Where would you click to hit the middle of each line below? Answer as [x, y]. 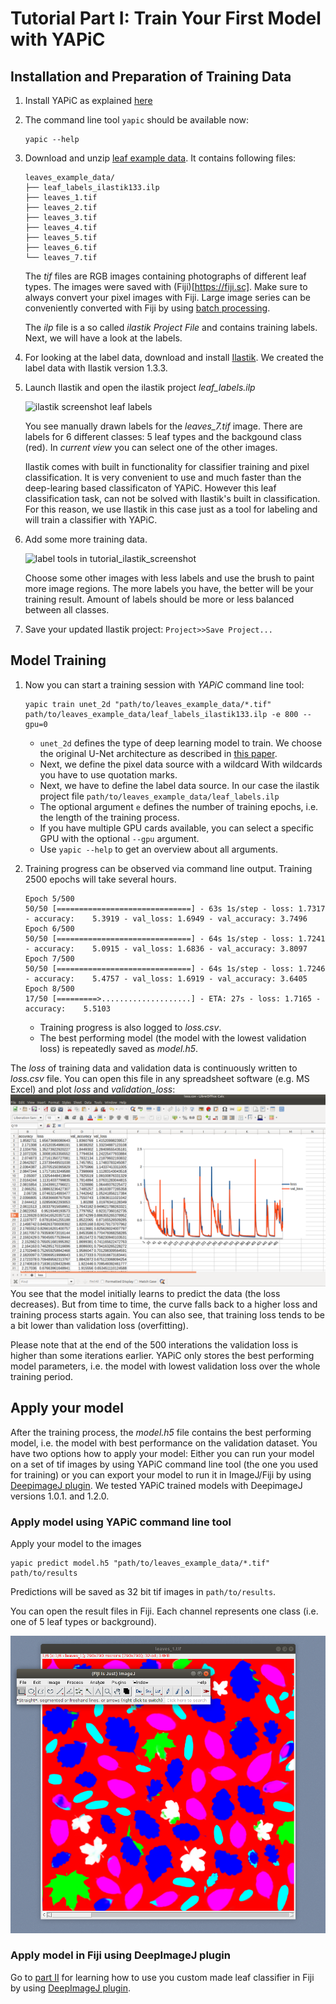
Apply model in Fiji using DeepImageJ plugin [120, 1955]
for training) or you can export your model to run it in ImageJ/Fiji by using [161, 1474]
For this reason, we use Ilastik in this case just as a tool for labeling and [171, 509]
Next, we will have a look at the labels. [103, 338]
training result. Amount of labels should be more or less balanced [159, 599]
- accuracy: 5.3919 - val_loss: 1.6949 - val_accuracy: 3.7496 [166, 918]
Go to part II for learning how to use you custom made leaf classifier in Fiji [162, 1977]
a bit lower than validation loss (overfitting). [99, 1325]
